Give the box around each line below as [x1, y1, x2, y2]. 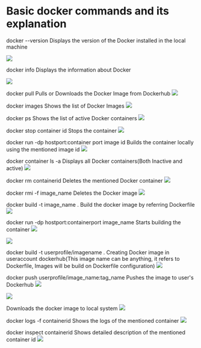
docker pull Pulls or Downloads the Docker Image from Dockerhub [6, 90, 171, 97]
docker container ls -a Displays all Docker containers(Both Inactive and [6, 157, 182, 165]
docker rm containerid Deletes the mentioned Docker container [6, 177, 163, 184]
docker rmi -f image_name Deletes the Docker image [6, 189, 138, 197]
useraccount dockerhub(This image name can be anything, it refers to [6, 255, 180, 262]
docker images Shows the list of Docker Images [6, 102, 125, 109]
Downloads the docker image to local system [6, 305, 118, 312]
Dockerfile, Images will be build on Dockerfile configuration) [6, 262, 155, 269]
